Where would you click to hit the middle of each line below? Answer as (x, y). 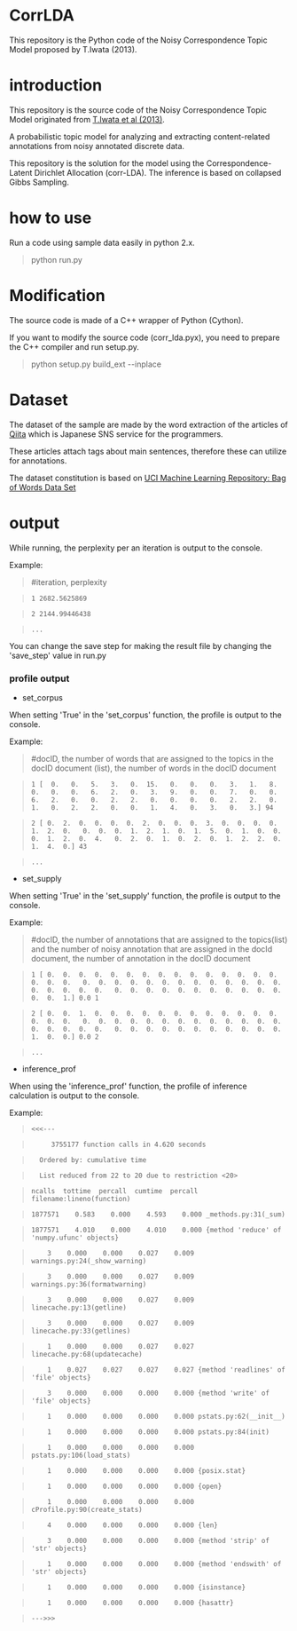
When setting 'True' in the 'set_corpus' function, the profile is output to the (145, 715)
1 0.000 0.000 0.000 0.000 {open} (135, 1486)
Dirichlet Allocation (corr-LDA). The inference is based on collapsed (158, 172)
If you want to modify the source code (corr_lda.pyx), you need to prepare (145, 337)
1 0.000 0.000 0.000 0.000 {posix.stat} (147, 1470)
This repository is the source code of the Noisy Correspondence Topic (138, 110)
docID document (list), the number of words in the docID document (153, 768)
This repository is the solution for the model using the (107, 163)
